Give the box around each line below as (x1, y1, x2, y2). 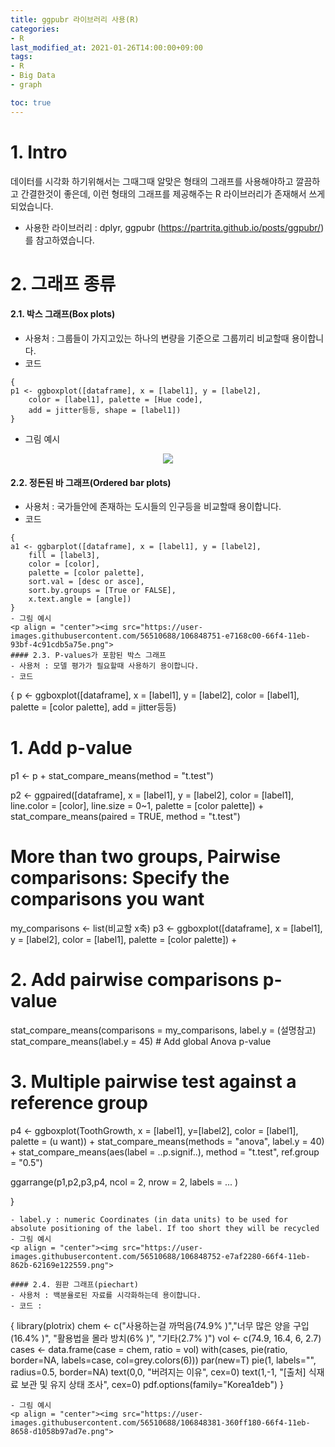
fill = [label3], (28, 551, 101, 561)
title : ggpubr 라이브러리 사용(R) (10, 14, 140, 25)
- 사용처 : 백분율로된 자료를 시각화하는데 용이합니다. (10, 1290, 202, 1300)
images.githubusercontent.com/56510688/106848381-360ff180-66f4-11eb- (10, 1417, 311, 1428)
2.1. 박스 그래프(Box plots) (10, 308, 116, 320)
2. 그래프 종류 (10, 272, 117, 295)
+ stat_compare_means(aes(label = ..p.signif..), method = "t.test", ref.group (10, 1146, 320, 1158)
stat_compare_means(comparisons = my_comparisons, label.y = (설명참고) (10, 1024, 317, 1036)
